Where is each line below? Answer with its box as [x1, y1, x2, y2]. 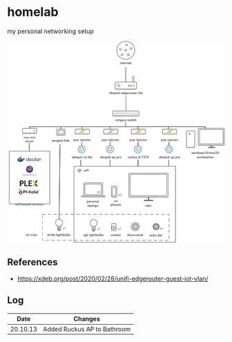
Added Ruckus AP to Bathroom [43, 325, 131, 333]
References [7, 256, 58, 268]
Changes [73, 315, 100, 323]
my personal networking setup [7, 27, 95, 35]
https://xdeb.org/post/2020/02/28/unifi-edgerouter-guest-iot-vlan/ [17, 274, 209, 283]
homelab [7, 4, 59, 20]
